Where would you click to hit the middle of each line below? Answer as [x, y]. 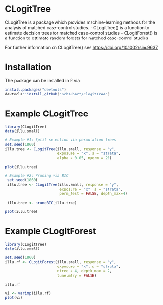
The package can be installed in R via [43, 80]
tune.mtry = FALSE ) [77, 276]
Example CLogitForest [51, 231]
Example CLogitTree [47, 114]
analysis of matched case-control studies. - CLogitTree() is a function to [77, 27]
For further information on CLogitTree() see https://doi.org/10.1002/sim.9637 [81, 47]
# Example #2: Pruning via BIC [37, 176]
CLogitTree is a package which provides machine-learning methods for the [80, 22]
